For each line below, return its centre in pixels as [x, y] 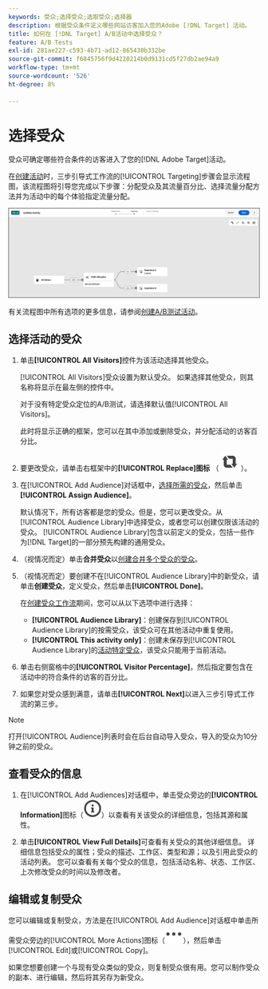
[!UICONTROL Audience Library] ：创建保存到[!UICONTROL [130, 620]
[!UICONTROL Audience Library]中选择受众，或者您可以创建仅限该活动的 [140, 522]
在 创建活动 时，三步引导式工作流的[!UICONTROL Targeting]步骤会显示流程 [129, 177]
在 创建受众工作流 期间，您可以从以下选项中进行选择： [107, 603]
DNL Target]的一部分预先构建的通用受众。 [100, 542]
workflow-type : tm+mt [44, 68]
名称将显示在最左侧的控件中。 [69, 387]
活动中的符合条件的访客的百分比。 [76, 676]
